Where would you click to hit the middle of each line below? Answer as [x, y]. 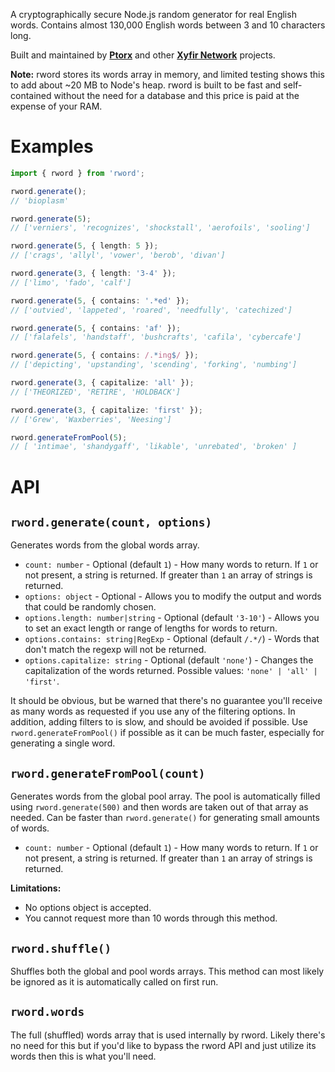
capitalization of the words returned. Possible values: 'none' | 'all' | [171, 671]
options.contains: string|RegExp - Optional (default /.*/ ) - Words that [172, 639]
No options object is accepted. [88, 908]
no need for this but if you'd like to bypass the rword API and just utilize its [163, 1045]
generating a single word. [63, 743]
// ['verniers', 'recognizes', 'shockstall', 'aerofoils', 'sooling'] [160, 228]
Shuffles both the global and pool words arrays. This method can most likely [167, 971]
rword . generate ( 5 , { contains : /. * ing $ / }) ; [104, 355]
